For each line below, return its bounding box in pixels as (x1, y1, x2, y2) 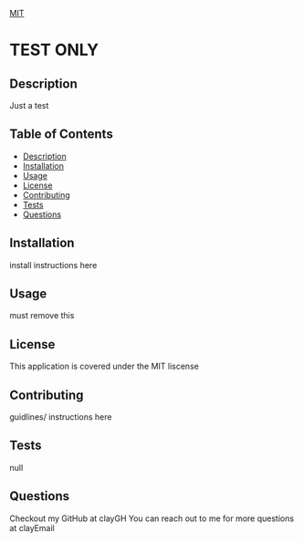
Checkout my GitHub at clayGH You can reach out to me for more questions (9, 513, 295, 524)
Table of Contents (9, 127, 114, 142)
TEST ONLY (9, 40, 99, 60)
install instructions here (9, 259, 98, 270)
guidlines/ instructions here (9, 412, 112, 422)
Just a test (9, 100, 49, 110)
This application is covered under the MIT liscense (9, 360, 199, 372)
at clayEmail (9, 522, 55, 533)
